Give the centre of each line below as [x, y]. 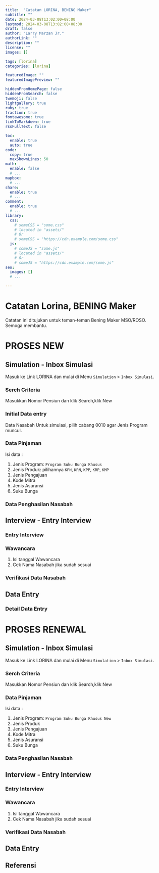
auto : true [21, 145]
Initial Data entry [26, 414]
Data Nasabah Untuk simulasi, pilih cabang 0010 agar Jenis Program [76, 425]
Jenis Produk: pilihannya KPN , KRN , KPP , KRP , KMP [61, 469]
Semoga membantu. [26, 325]
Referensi [21, 866]
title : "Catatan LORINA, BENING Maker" [48, 10]
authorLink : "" [21, 38]
